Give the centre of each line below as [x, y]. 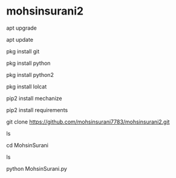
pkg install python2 [30, 74]
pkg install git [23, 51]
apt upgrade [22, 28]
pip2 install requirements [37, 110]
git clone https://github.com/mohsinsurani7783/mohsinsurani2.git [88, 122]
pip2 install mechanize [34, 98]
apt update [20, 39]
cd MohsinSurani [27, 145]
